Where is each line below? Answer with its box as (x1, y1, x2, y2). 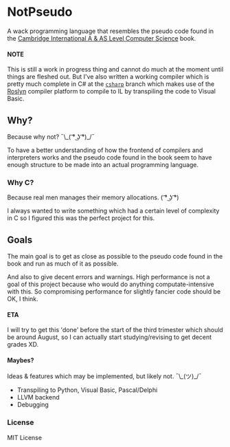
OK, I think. (7, 295, 39, 303)
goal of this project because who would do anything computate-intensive (7, 280, 214, 289)
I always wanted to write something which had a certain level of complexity (7, 207, 220, 215)
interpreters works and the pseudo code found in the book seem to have (7, 153, 212, 162)
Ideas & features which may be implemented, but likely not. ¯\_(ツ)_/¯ (7, 372, 203, 380)
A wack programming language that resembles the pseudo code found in (7, 27, 214, 35)
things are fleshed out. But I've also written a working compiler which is (7, 73, 209, 81)
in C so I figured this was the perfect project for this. (7, 214, 155, 222)
